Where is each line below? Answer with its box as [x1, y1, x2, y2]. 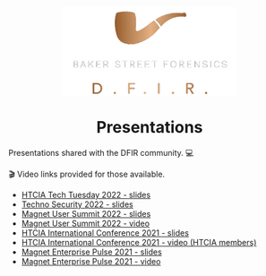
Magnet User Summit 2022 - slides [21, 208, 151, 219]
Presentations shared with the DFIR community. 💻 [8, 147, 194, 158]
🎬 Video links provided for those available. [8, 168, 166, 179]
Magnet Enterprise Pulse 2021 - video [21, 255, 161, 266]
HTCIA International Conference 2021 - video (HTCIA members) [21, 237, 257, 247]
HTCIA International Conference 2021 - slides [21, 227, 190, 238]
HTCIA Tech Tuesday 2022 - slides [21, 189, 151, 200]
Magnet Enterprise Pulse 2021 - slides [21, 246, 162, 257]
